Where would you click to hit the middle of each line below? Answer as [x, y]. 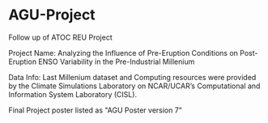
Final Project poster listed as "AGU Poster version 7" [95, 110]
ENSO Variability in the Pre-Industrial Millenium [117, 61]
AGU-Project [52, 15]
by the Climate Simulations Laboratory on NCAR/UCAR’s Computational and [134, 86]
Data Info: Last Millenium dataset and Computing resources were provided [132, 77]
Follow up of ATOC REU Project [60, 37]
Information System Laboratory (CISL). [73, 94]
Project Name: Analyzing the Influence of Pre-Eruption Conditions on [123, 53]
